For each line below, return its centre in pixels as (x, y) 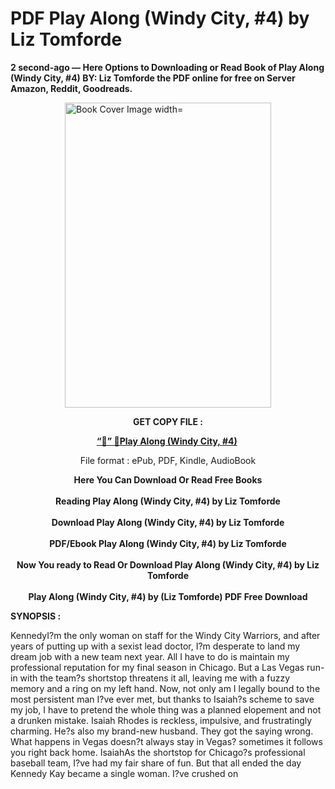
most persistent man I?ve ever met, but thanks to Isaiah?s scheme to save (162, 699)
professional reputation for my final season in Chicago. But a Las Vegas (157, 667)
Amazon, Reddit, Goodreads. (71, 88)
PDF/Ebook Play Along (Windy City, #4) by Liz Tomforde (168, 543)
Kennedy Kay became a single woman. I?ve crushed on (124, 773)
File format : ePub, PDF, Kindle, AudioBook (168, 460)
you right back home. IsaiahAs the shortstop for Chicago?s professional (158, 752)
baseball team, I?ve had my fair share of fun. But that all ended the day (156, 763)
